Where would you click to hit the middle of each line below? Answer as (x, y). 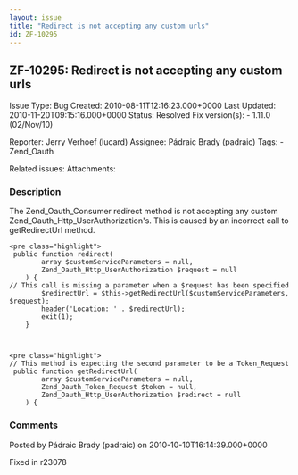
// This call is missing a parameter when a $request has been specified (149, 286)
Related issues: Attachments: (62, 169)
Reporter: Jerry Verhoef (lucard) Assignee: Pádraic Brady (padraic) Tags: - (146, 142)
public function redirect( (63, 254)
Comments (33, 425)
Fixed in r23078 (38, 462)
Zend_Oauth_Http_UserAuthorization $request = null (140, 270)
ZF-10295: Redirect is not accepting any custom (146, 70)
